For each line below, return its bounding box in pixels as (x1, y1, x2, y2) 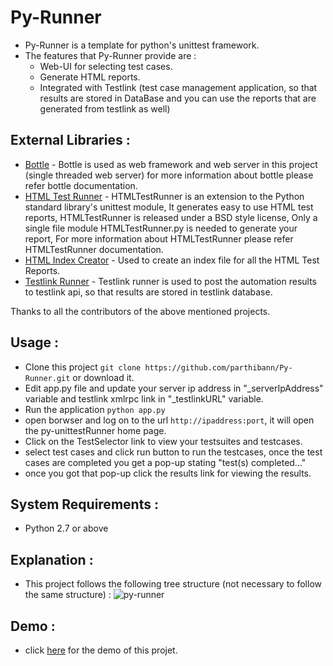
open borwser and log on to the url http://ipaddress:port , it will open (24, 414, 315, 426)
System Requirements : (10, 496, 159, 513)
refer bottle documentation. (24, 179, 138, 191)
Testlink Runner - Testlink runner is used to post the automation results (24, 275, 317, 287)
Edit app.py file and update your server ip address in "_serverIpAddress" (24, 382, 324, 394)
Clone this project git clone (24, 361, 142, 373)
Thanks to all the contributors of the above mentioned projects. (10, 305, 271, 317)
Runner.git (24, 373, 71, 383)
